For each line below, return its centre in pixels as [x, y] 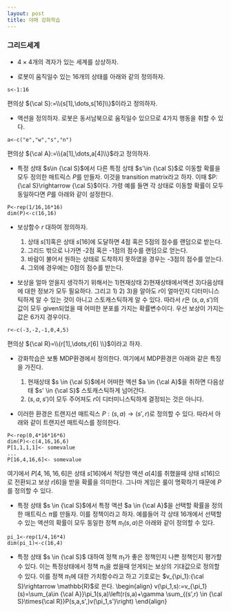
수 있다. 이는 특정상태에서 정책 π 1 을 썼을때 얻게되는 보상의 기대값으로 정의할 [118, 567]
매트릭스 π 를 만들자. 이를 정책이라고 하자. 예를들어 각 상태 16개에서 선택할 [123, 514]
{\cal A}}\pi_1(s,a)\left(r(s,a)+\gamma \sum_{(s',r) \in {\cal [141, 594]
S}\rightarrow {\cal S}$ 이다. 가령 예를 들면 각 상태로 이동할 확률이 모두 [128, 185]
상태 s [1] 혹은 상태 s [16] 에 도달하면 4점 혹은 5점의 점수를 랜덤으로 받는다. [125, 241]
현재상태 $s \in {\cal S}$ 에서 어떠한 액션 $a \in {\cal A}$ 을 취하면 [117, 382]
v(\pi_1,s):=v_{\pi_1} [181, 586]
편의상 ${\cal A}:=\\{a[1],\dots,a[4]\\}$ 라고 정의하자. [79, 154]
